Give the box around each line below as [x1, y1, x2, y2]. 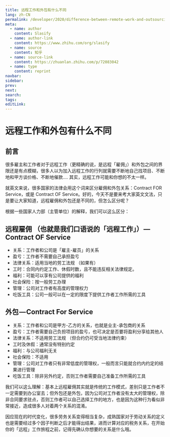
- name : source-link [10, 54, 53, 60]
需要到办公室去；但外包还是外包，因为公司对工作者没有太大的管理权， [14, 390, 160, 396]
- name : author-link [10, 36, 53, 41]
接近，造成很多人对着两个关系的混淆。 [9, 402, 90, 409]
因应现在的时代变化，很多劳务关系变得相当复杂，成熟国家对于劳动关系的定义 [5, 413, 165, 419]
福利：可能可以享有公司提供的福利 [12, 272, 84, 278]
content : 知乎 [14, 50, 42, 55]
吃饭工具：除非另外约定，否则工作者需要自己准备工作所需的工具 [12, 373, 146, 379]
